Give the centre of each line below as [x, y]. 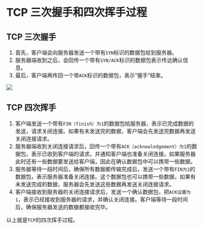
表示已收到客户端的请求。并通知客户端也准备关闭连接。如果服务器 [113, 154]
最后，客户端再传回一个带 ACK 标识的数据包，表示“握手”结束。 [91, 75]
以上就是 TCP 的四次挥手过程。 [42, 220]
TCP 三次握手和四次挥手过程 [77, 12]
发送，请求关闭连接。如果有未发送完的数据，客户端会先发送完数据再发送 [105, 131]
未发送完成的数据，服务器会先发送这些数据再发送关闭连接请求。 [95, 184]
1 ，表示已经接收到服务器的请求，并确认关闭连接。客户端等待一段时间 [101, 199]
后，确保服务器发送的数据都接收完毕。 [63, 207]
